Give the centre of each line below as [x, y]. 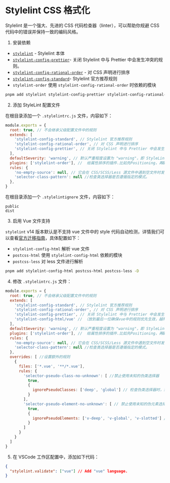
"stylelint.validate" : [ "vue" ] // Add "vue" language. [69, 471]
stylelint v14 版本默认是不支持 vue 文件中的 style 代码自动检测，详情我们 [83, 232]
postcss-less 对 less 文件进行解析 [48, 262]
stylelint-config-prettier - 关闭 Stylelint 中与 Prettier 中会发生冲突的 [85, 59]
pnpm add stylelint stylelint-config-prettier [55, 94]
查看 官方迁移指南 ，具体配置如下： [45, 238]
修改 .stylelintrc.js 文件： [42, 281]
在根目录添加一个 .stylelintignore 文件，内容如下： [60, 197]
